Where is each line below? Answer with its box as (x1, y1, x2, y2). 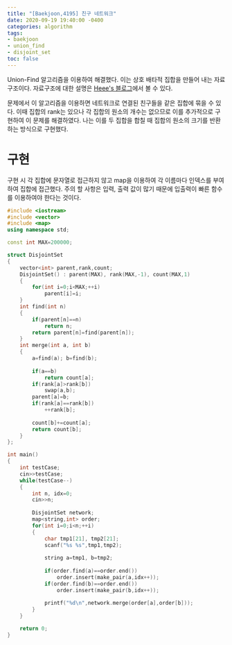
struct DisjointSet (7, 251, 64, 259)
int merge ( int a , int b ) (19, 342, 91, 349)
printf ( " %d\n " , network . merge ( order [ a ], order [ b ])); (44, 600, 194, 607)
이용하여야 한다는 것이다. (14, 193, 82, 201)
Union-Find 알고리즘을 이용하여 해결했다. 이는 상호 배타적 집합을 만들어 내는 (7, 75, 213, 83)
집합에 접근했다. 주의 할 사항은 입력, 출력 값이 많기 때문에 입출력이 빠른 (19, 185, 210, 193)
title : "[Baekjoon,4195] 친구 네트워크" (7, 10, 116, 17)
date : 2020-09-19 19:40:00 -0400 (7, 17, 104, 24)
